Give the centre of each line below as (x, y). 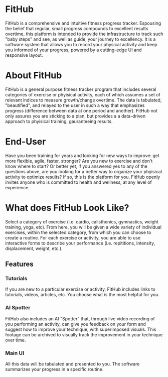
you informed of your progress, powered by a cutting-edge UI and (73, 50)
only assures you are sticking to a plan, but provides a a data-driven (75, 116)
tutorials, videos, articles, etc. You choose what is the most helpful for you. (82, 295)
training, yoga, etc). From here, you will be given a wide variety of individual (83, 227)
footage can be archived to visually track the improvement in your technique (84, 334)
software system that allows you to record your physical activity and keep (81, 44)
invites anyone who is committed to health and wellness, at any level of (78, 182)
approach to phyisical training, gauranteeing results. (59, 121)
